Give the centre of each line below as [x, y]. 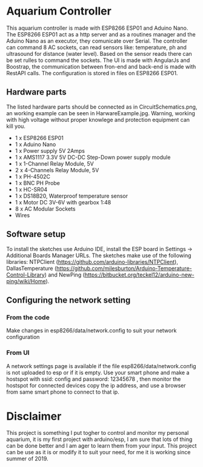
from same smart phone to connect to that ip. [63, 392]
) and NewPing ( [65, 275]
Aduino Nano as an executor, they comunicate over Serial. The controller [97, 41]
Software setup [36, 234]
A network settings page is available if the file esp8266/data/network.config [101, 366]
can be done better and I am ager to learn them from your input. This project [101, 446]
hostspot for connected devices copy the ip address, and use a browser [96, 385]
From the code [28, 317]
